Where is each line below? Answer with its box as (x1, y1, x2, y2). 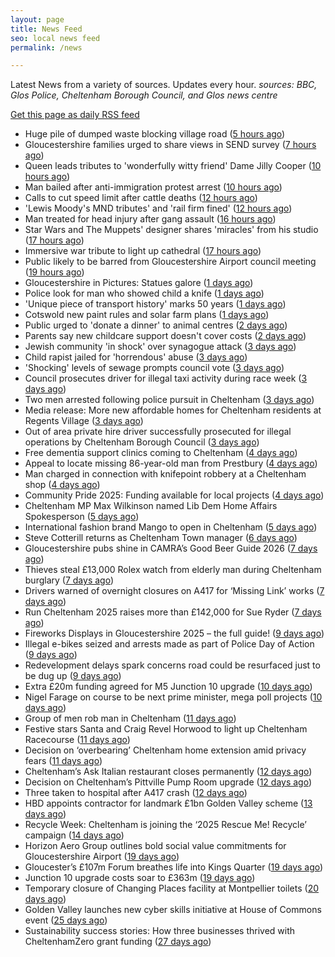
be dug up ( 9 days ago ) (24, 670, 122, 682)
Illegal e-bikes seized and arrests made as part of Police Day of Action (24, 638, 315, 650)
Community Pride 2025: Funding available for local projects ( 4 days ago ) (24, 489, 325, 501)
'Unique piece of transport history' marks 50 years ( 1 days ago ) (24, 298, 287, 310)
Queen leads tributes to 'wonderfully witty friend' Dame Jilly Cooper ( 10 (24, 160, 322, 172)
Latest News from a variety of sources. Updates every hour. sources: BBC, (10, 79, 318, 91)
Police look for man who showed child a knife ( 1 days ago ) (24, 287, 265, 300)
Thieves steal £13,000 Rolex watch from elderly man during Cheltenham (24, 564, 322, 576)
